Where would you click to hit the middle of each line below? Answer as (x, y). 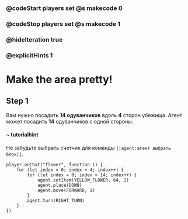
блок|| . (15, 154)
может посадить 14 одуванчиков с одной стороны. (70, 121)
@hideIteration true (34, 39)
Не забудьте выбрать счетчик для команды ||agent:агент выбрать (88, 148)
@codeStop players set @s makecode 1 (63, 23)
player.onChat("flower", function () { (55, 165)
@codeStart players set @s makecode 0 (64, 8)
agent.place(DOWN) (60, 185)
